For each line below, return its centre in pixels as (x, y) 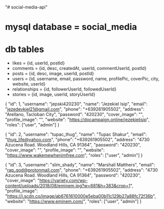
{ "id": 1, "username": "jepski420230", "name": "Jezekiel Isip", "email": (76, 104)
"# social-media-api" (26, 7)
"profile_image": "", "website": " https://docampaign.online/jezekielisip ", (77, 119)
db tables (25, 49)
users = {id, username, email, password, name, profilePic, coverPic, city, (86, 79)
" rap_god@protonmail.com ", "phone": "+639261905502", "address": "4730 (82, 170)
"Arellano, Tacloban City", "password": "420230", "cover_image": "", (74, 115)
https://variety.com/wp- (63, 180)
